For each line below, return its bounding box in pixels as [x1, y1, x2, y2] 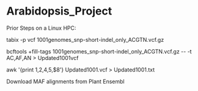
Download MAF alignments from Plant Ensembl [6, 78, 125, 85]
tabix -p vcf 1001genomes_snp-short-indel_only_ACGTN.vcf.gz [6, 36, 164, 43]
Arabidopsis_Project [6, 4, 112, 18]
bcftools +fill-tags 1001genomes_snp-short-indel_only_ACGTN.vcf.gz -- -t [6, 47, 192, 55]
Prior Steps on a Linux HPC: [6, 24, 76, 32]
